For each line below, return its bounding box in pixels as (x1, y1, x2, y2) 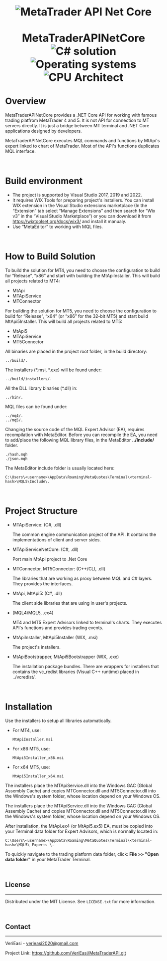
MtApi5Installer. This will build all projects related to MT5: (5, 318, 123, 324)
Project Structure (5, 505, 78, 516)
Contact (5, 922, 31, 931)
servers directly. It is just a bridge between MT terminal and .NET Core (5, 122, 150, 128)
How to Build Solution (5, 251, 96, 262)
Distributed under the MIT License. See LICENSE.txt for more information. (5, 898, 156, 904)
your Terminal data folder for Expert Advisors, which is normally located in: (5, 828, 159, 834)
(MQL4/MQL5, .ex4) (12, 610, 54, 616)
